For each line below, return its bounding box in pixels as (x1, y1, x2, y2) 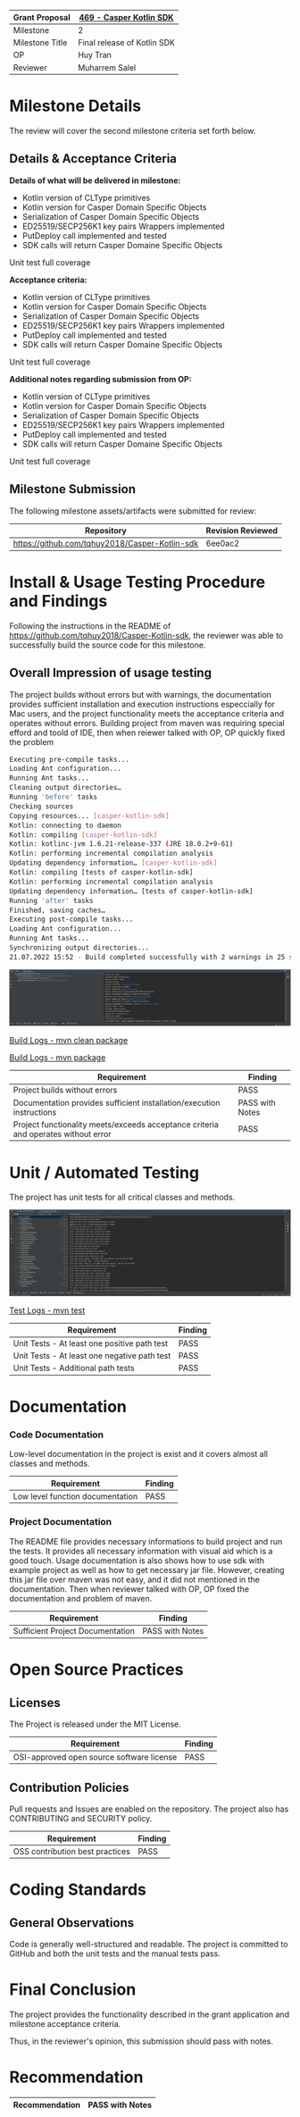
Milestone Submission (9, 481, 137, 497)
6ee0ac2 (205, 538, 239, 549)
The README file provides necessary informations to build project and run (9, 1535, 283, 1546)
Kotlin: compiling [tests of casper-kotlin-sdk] (9, 868, 194, 877)
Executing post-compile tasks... (9, 915, 134, 925)
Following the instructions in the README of (9, 620, 171, 631)
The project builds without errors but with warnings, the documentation (9, 689, 272, 699)
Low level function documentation (12, 1491, 138, 1502)
